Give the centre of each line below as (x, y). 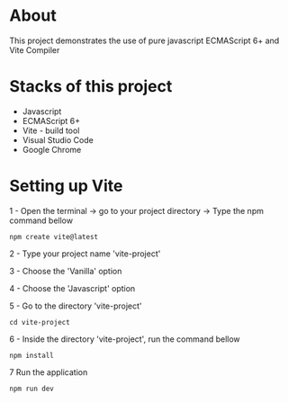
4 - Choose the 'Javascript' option (72, 288)
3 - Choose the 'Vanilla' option (66, 271)
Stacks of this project (91, 87)
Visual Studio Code (58, 139)
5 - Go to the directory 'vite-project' (76, 306)
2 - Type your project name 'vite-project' (85, 254)
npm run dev (31, 389)
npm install (31, 355)
